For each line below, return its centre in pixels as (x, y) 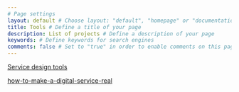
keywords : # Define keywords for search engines (81, 40)
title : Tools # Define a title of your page (74, 27)
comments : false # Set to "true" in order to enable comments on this (114, 47)
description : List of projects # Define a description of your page (111, 34)
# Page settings (31, 14)
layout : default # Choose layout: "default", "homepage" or (99, 21)
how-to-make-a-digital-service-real (60, 81)
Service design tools (37, 67)
